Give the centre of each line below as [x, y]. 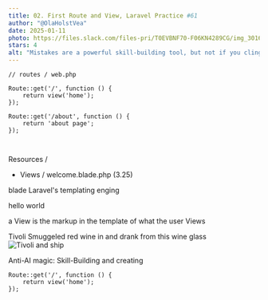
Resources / [28, 159]
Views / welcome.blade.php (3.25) [76, 175]
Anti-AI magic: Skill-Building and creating [76, 261]
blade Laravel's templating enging [64, 190]
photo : [19, 38]
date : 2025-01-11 [37, 30]
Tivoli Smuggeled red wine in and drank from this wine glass [108, 237]
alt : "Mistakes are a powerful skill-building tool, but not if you [124, 53]
